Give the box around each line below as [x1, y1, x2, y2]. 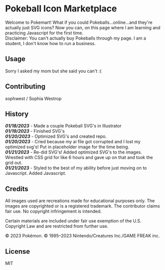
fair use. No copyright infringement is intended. [5, 209, 102, 215]
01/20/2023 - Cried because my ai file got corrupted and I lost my [5, 139, 141, 145]
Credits [5, 184, 29, 193]
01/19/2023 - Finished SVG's [5, 128, 65, 134]
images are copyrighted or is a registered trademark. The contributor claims [5, 203, 160, 209]
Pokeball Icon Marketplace [5, 3, 117, 14]
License [5, 247, 30, 256]
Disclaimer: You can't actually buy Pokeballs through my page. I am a [5, 35, 146, 41]
